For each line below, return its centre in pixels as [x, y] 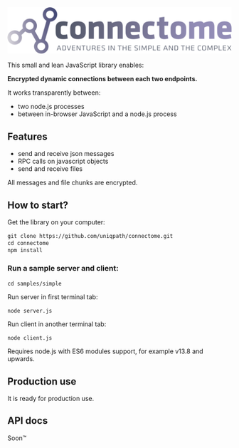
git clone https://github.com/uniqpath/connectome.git [90, 236]
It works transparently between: [54, 93]
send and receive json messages [66, 154]
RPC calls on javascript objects [63, 161]
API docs [28, 421]
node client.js [30, 338]
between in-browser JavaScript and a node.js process [97, 114]
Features [27, 136]
